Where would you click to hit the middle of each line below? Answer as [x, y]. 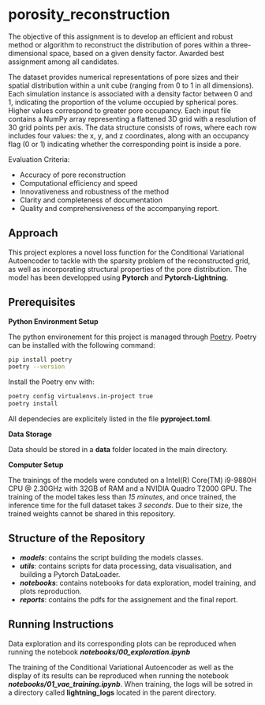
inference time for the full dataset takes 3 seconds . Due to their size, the [125, 505]
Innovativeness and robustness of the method [94, 191]
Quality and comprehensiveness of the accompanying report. [119, 208]
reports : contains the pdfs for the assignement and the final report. [129, 599]
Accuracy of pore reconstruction [73, 175]
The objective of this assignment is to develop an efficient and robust [121, 36]
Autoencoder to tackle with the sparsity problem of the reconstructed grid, [129, 260]
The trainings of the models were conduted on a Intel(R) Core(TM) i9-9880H [132, 481]
